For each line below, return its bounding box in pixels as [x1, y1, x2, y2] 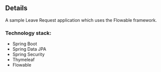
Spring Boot [12, 41, 37, 47]
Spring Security [12, 52, 45, 58]
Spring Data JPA [12, 46, 46, 52]
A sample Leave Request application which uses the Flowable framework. [5, 17, 157, 23]
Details [5, 4, 27, 12]
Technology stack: [5, 29, 51, 36]
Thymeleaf [12, 57, 35, 63]
